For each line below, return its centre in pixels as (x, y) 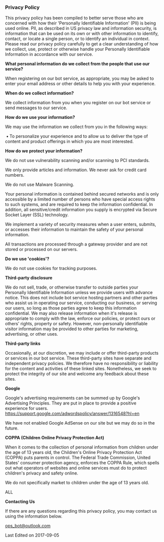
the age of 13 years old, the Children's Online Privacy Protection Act (73, 452)
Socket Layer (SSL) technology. (37, 215)
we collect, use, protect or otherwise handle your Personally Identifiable (78, 49)
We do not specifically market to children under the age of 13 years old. (77, 483)
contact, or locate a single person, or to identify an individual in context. (78, 39)
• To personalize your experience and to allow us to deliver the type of (77, 136)
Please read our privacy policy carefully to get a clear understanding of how (82, 44)
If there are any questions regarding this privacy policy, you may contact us (81, 511)
